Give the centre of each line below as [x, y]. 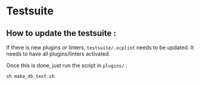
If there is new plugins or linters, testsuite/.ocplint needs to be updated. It [100, 47]
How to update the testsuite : [61, 33]
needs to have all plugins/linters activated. [58, 54]
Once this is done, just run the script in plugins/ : [67, 65]
